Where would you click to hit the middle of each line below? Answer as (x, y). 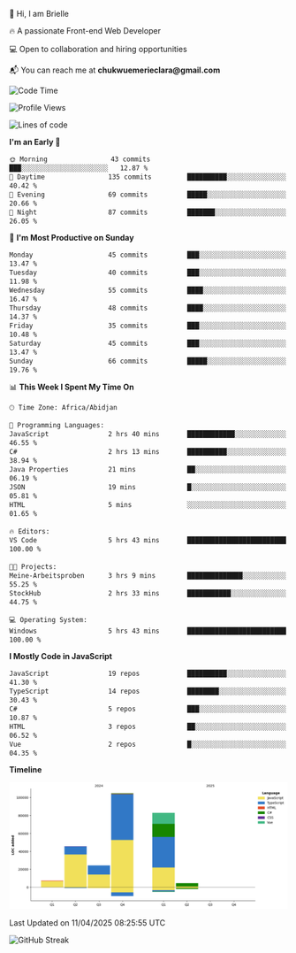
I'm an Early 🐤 (35, 142)
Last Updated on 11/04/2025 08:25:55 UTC (87, 923)
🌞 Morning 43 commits (80, 159)
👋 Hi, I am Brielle (39, 14)
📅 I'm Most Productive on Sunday (72, 238)
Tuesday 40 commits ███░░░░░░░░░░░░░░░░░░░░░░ (148, 273)
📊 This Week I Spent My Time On (72, 387)
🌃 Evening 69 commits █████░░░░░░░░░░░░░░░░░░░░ (148, 195)
